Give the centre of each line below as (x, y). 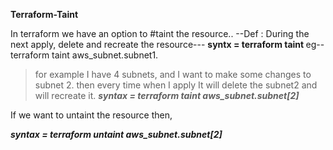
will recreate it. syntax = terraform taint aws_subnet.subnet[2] (167, 95)
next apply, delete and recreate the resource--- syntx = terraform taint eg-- (167, 44)
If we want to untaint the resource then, (91, 115)
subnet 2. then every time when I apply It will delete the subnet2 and (176, 85)
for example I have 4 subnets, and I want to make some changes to (173, 74)
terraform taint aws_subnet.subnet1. (84, 55)
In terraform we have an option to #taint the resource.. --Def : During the (160, 33)
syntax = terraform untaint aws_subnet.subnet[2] (116, 134)
